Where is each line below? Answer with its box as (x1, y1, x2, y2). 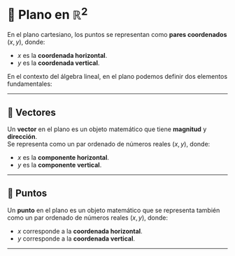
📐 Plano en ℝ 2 (7, 4, 88, 23)
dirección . (7, 133, 37, 141)
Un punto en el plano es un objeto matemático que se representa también (7, 206, 220, 214)
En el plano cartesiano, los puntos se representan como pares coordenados (7, 31, 227, 39)
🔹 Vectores (7, 106, 56, 119)
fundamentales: (7, 80, 52, 88)
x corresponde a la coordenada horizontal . (17, 227, 143, 235)
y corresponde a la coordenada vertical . (17, 234, 135, 243)
